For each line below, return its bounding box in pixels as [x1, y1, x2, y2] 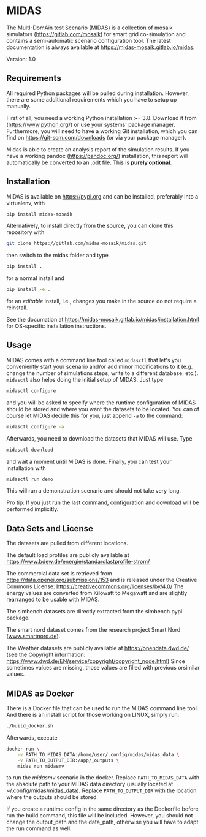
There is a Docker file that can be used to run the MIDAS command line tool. [6, 705, 199, 711]
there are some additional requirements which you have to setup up [6, 96, 177, 103]
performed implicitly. [6, 506, 59, 513]
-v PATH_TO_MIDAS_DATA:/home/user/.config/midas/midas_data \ [17, 751, 180, 757]
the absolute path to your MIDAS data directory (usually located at [6, 781, 174, 788]
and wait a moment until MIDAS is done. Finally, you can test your [6, 458, 172, 465]
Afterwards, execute [6, 733, 58, 741]
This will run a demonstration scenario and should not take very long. [6, 487, 181, 494]
